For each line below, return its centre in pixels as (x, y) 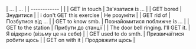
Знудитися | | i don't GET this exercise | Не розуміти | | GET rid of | (88, 15)
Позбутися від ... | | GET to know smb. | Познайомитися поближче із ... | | (98, 21)
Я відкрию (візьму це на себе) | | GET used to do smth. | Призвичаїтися (95, 34)
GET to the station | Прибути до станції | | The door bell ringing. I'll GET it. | (98, 27)
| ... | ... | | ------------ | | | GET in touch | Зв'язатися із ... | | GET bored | (94, 9)
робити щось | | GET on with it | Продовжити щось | (71, 40)
